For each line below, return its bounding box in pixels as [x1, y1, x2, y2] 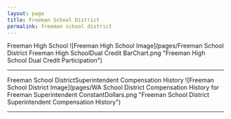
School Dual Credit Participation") [7, 56, 103, 65]
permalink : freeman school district [7, 23, 112, 30]
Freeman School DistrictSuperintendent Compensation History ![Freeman [7, 76, 214, 85]
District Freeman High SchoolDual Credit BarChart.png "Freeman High [7, 49, 206, 57]
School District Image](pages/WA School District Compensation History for [7, 83, 219, 91]
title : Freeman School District [7, 17, 100, 23]
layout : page [7, 10, 45, 17]
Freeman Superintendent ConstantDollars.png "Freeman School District [7, 91, 210, 99]
